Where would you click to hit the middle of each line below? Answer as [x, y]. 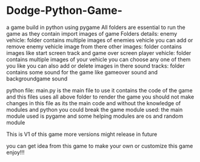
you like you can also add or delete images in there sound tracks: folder [95, 66]
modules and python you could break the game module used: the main [95, 109]
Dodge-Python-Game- [65, 11]
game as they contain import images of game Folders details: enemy [92, 33]
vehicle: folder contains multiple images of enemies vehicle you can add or [100, 40]
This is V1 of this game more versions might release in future [82, 134]
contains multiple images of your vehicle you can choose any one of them [98, 59]
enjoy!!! [15, 152]
